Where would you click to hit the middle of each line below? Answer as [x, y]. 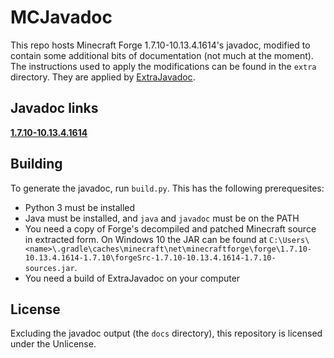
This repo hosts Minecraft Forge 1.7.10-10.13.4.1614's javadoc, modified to [160, 45]
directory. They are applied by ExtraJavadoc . [103, 77]
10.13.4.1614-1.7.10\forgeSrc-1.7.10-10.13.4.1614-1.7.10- [150, 257]
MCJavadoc [61, 17]
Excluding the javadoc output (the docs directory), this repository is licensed [166, 333]
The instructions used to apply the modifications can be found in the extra [163, 66]
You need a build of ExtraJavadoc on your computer [132, 278]
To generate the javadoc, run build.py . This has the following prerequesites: [167, 188]
